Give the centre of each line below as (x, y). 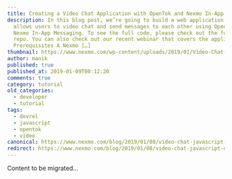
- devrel (26, 116)
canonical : (23, 142)
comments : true (29, 78)
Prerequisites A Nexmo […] (52, 46)
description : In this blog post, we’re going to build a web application (116, 20)
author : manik (28, 59)
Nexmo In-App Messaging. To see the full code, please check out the (115, 33)
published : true (30, 65)
